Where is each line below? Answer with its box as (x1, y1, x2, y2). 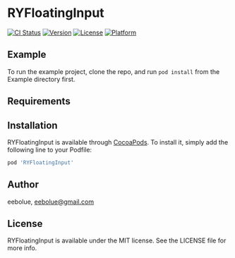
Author (7, 178, 39, 191)
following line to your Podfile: (7, 145, 92, 154)
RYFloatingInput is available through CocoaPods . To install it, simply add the (7, 137, 229, 146)
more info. (7, 244, 37, 252)
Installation (7, 119, 58, 131)
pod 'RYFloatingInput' (7, 159, 74, 166)
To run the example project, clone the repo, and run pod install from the (7, 67, 220, 75)
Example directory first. (7, 75, 76, 83)
